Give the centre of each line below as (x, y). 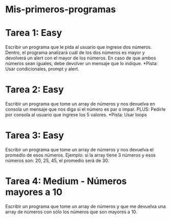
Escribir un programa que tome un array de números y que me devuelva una (86, 206)
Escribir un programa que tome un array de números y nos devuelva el (80, 149)
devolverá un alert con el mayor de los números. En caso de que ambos (81, 58)
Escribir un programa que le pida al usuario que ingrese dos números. (79, 47)
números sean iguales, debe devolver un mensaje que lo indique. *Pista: (82, 64)
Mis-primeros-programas (61, 9)
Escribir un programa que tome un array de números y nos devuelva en (80, 104)
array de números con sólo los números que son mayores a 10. (71, 212)
